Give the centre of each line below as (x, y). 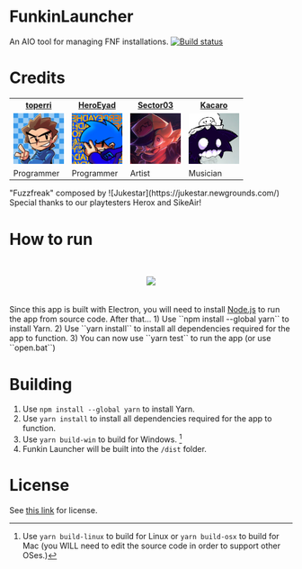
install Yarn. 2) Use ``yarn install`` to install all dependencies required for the (150, 329)
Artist (140, 173)
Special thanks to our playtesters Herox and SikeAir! (106, 203)
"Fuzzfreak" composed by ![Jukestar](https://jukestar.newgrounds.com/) (145, 193)
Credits (37, 78)
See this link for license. (53, 510)
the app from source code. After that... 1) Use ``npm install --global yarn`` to (149, 319)
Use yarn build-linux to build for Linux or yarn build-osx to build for (151, 536)
